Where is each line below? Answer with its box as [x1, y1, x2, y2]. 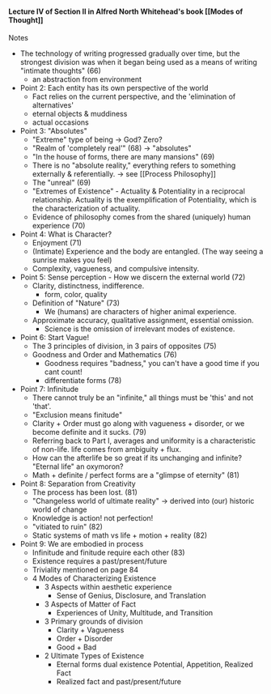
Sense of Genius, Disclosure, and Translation [56, 591, 206, 601]
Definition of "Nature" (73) [32, 298, 120, 308]
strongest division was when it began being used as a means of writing [19, 57, 257, 67]
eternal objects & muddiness [32, 109, 128, 119]
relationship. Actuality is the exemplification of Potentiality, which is [32, 195, 257, 205]
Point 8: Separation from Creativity [19, 479, 136, 489]
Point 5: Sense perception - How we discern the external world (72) [19, 272, 246, 283]
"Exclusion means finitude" [32, 410, 123, 420]
